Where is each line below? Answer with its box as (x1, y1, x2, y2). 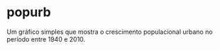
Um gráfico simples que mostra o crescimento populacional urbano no (6, 27, 214, 36)
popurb (6, 4, 51, 20)
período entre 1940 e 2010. (6, 35, 86, 43)
